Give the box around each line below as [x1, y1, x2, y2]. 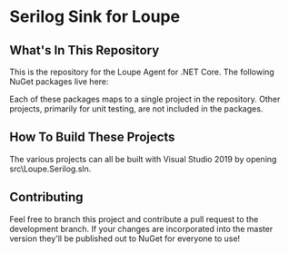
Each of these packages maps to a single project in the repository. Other [9, 93, 281, 104]
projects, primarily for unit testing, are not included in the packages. [9, 103, 264, 114]
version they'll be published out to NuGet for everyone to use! [9, 233, 241, 244]
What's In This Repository [9, 43, 160, 58]
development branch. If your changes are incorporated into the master [9, 223, 274, 234]
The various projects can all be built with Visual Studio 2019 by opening [9, 153, 277, 164]
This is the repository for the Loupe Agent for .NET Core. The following [9, 66, 274, 77]
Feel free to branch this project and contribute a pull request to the [9, 213, 259, 224]
